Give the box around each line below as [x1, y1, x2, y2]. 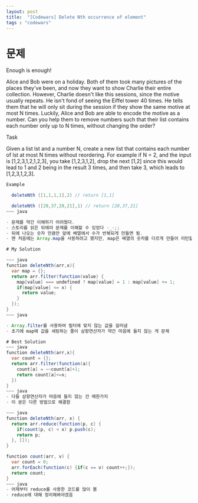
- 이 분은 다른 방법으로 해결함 [6, 400, 71, 405]
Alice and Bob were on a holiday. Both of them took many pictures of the [6, 78, 182, 86]
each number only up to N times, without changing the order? [6, 122, 156, 129]
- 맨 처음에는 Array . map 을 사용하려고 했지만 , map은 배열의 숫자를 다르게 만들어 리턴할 [6, 236, 193, 242]
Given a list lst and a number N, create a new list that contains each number [6, 145, 190, 152]
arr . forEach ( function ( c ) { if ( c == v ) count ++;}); [11, 465, 136, 470]
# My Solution [6, 246, 41, 252]
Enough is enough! [6, 67, 52, 74]
